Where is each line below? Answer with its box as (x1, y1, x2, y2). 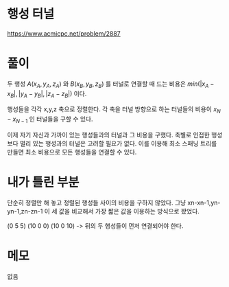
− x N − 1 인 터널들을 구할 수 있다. (7, 115, 94, 125)
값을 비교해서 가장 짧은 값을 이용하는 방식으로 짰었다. (58, 207, 200, 215)
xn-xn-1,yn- (187, 198, 221, 207)
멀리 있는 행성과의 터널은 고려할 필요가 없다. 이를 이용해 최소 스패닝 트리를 (19, 139, 217, 148)
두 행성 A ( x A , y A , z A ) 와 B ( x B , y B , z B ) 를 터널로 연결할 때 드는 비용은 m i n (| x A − (7, 80, 215, 89)
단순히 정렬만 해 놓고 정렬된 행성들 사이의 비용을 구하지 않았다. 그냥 (7, 198, 186, 207)
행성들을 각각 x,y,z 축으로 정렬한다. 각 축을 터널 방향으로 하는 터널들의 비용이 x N (7, 105, 221, 115)
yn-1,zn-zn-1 (7, 207, 43, 215)
